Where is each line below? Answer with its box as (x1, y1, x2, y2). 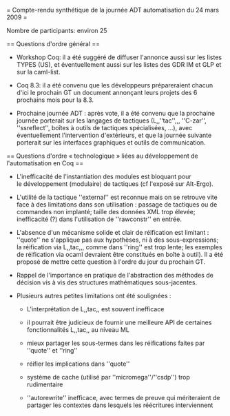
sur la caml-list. (16, 68, 61, 76)
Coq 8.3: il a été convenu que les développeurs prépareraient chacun (16, 81, 213, 89)
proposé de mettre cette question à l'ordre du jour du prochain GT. (16, 258, 206, 266)
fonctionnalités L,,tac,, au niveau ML (26, 326, 130, 333)
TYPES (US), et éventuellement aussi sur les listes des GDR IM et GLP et (16, 61, 222, 68)
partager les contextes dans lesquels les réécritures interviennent (26, 401, 213, 409)
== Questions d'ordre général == (6, 40, 101, 48)
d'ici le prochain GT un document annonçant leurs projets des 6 (16, 89, 198, 96)
